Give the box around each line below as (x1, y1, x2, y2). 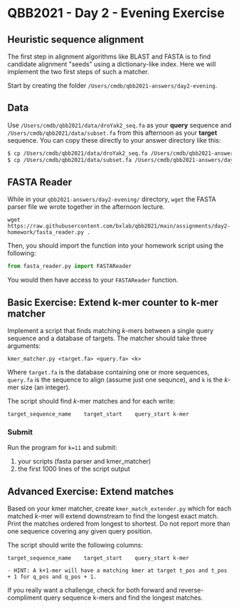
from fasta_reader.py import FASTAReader (7, 262, 132, 270)
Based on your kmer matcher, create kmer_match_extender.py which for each (7, 504, 232, 513)
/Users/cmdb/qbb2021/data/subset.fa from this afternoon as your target (7, 128, 218, 137)
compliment (7, 593, 43, 602)
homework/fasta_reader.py (7, 229, 84, 236)
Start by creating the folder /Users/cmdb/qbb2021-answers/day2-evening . (7, 81, 218, 90)
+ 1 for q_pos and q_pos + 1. (7, 573, 97, 580)
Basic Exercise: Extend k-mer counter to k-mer (7, 296, 219, 308)
